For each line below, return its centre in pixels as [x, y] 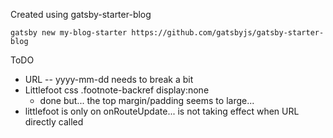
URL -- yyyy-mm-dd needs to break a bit [109, 79]
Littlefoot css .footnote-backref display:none [117, 90]
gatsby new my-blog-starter [69, 33]
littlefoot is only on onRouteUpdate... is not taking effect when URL [162, 111]
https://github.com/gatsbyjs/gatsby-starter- [228, 33]
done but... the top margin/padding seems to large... [147, 100]
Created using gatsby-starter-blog [81, 14]
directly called [54, 122]
